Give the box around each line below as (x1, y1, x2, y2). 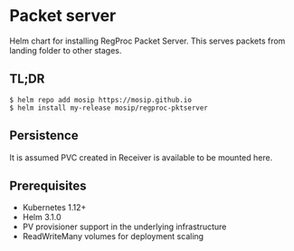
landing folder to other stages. (9, 44, 122, 55)
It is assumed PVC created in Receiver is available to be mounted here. (9, 151, 273, 163)
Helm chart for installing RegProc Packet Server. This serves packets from (9, 35, 286, 46)
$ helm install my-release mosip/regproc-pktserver (9, 103, 208, 112)
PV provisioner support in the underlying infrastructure (22, 221, 227, 232)
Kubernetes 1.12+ (22, 202, 87, 213)
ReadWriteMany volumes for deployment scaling (22, 231, 204, 242)
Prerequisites (9, 178, 87, 193)
